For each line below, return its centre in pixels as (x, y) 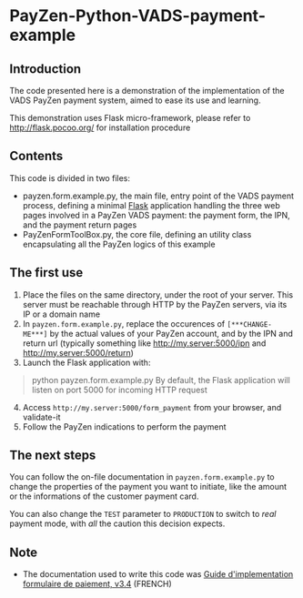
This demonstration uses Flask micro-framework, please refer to (130, 118)
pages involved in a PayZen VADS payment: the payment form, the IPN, (157, 215)
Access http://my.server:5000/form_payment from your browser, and (152, 407)
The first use (46, 273)
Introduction (45, 69)
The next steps (53, 456)
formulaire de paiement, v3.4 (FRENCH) (97, 584)
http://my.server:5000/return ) (78, 352)
